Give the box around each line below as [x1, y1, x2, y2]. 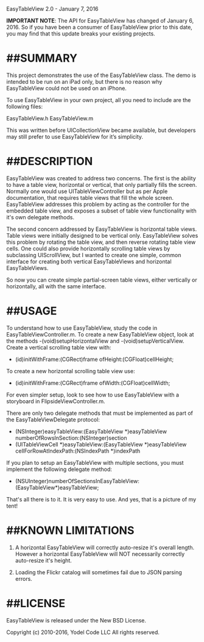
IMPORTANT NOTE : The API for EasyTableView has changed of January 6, [6, 17, 194, 24]
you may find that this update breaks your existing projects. [6, 30, 155, 37]
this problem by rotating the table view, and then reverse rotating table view [6, 238, 196, 246]
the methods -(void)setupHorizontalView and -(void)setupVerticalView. [6, 337, 185, 345]
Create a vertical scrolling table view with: [6, 343, 111, 351]
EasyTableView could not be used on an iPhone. [6, 84, 127, 92]
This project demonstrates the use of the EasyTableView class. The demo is [6, 71, 197, 79]
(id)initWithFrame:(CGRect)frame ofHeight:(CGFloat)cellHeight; [15, 356, 174, 363]
